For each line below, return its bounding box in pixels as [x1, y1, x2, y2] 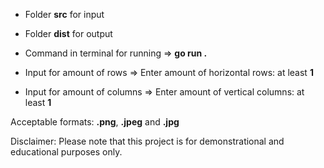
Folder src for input [24, 9, 105, 20]
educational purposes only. [10, 146, 123, 158]
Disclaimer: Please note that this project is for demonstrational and [10, 135, 285, 147]
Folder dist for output [24, 28, 113, 39]
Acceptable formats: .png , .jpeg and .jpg [10, 116, 180, 128]
